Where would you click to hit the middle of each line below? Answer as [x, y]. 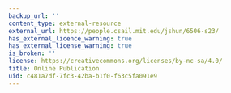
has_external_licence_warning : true [70, 38]
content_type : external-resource [65, 23]
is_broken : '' [32, 53]
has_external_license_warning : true [70, 46]
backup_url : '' [34, 16]
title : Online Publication [54, 69]
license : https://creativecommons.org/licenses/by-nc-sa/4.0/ [115, 61]
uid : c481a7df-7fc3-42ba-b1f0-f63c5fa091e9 [83, 76]
